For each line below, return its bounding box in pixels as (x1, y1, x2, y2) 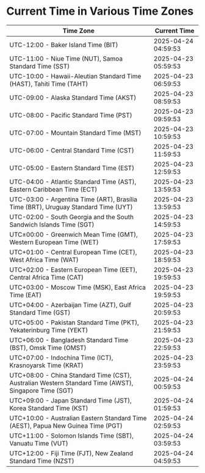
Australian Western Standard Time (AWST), (9, 378, 134, 387)
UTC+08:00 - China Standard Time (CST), (9, 371, 132, 379)
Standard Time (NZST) (9, 456, 74, 465)
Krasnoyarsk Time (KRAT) (9, 361, 84, 370)
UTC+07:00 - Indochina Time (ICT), (9, 353, 113, 362)
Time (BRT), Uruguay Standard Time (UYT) (9, 203, 133, 211)
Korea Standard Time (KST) (9, 404, 88, 412)
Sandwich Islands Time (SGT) (9, 220, 95, 229)
